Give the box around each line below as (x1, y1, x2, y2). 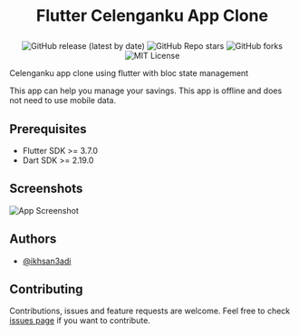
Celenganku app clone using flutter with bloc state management (9, 68, 249, 79)
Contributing (9, 282, 83, 297)
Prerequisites (9, 121, 87, 137)
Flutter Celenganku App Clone (35, 5, 269, 26)
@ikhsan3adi (22, 255, 72, 266)
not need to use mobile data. (9, 95, 116, 106)
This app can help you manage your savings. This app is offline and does (9, 85, 283, 96)
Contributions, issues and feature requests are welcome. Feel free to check (9, 305, 291, 317)
